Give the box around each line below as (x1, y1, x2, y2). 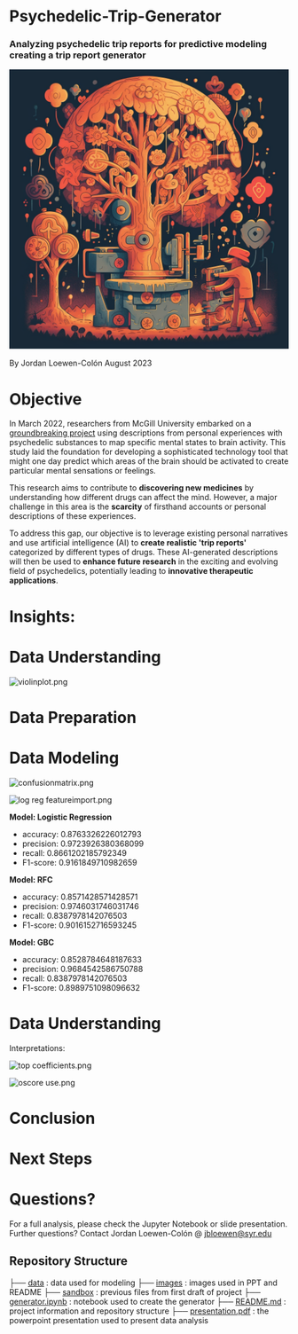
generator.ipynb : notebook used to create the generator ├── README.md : (9, 1296, 286, 1307)
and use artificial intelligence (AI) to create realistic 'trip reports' (9, 538, 247, 548)
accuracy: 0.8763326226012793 (21, 828, 142, 839)
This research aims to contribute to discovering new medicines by (9, 483, 255, 493)
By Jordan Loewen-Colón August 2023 (9, 357, 153, 369)
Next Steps (9, 1149, 93, 1168)
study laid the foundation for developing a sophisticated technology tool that (9, 446, 288, 458)
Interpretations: (9, 1042, 66, 1053)
